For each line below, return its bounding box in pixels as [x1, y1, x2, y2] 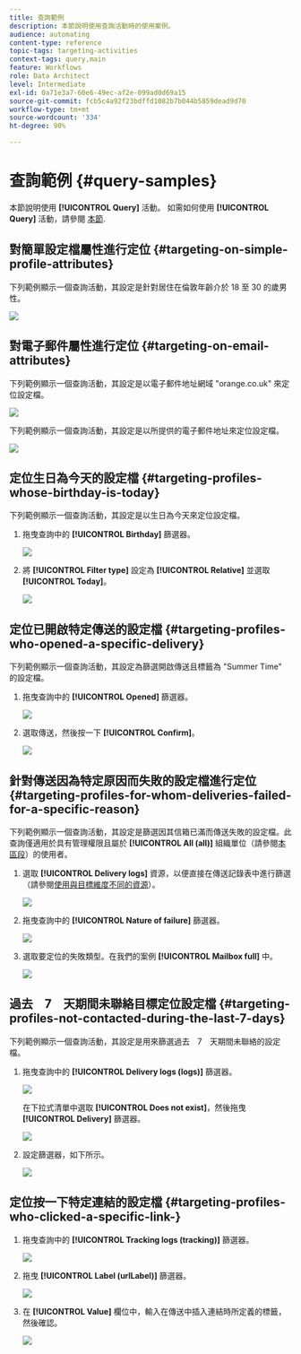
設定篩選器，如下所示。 [21, 1149, 109, 1159]
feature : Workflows [9, 64, 82, 73]
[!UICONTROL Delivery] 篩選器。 [21, 1113, 146, 1124]
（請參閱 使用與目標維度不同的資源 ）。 [21, 880, 160, 890]
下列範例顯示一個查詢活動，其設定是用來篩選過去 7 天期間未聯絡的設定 [9, 1036, 280, 1046]
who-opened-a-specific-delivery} [9, 636, 205, 651]
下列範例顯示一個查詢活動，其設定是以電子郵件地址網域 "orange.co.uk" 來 [9, 378, 282, 388]
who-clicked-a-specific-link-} [9, 1210, 182, 1225]
